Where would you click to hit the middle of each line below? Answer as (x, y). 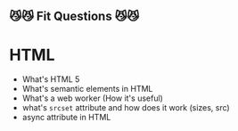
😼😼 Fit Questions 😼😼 (74, 16)
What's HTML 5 (51, 79)
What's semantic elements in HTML (87, 89)
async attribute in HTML (66, 118)
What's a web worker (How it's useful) (92, 98)
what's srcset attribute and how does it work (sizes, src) (126, 108)
